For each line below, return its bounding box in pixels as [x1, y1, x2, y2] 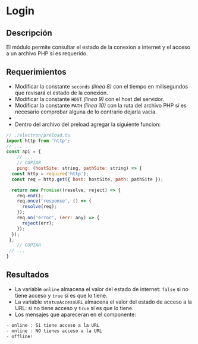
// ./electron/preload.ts [6, 132, 70, 138]
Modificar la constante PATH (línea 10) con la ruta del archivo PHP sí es [14, 102, 187, 109]
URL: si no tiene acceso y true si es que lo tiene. [14, 304, 134, 311]
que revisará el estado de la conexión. [14, 89, 108, 96]
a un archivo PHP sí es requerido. [6, 50, 88, 57]
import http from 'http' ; [6, 138, 70, 144]
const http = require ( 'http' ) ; [11, 171, 89, 176]
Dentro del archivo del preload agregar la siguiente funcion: [14, 121, 161, 128]
